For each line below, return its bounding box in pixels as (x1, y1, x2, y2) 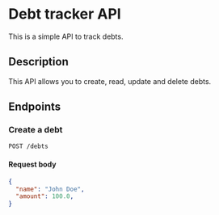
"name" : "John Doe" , (15, 185, 85, 193)
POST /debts (8, 142, 48, 150)
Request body (8, 159, 57, 170)
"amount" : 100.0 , (15, 192, 74, 200)
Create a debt (8, 124, 63, 136)
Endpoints (8, 100, 61, 114)
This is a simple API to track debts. (8, 32, 124, 41)
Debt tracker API (8, 5, 121, 23)
